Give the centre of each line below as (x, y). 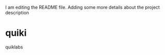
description (17, 13)
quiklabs (14, 47)
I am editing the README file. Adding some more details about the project (82, 7)
